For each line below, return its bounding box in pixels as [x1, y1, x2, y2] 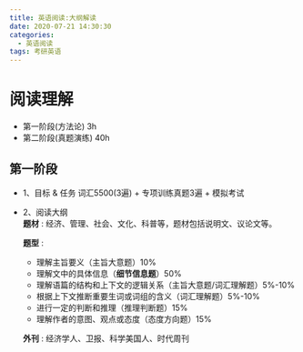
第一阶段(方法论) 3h [22, 121, 97, 132]
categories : [9, 30, 55, 39]
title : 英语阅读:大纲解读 [9, 13, 97, 23]
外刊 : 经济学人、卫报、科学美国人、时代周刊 [22, 333, 189, 344]
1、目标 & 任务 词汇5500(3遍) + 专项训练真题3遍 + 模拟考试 [22, 187, 245, 198]
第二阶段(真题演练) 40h [22, 133, 111, 144]
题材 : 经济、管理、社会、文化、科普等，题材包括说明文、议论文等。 [22, 217, 278, 228]
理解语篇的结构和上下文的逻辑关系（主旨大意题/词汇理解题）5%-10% [35, 279, 296, 290]
